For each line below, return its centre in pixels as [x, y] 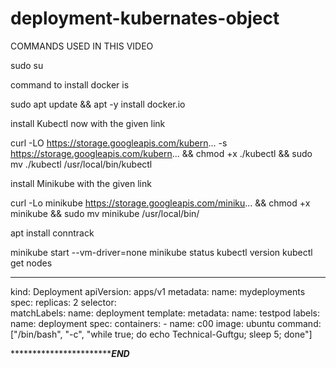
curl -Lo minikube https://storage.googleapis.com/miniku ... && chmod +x [160, 203]
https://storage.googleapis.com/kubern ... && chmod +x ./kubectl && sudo [161, 153]
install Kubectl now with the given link [88, 123]
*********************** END [70, 353]
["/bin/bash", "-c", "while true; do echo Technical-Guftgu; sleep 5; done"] [161, 334]
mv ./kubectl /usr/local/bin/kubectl [81, 164]
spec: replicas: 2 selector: [63, 302]
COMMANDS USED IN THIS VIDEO [82, 46]
